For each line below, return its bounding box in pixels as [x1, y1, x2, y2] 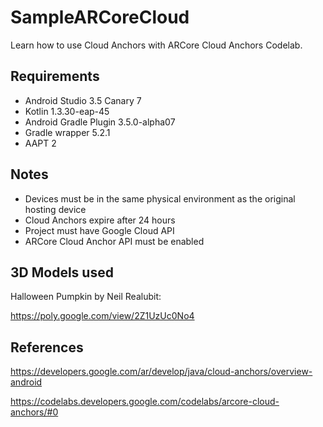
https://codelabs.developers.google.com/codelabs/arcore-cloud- [10, 396, 280, 408]
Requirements [10, 68, 100, 85]
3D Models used [10, 264, 114, 281]
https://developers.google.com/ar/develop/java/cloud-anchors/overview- [10, 366, 313, 378]
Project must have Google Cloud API [24, 224, 175, 236]
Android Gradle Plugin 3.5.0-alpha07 [24, 116, 176, 128]
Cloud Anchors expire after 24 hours [24, 214, 176, 226]
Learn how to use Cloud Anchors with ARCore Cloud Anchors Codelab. [10, 39, 303, 51]
